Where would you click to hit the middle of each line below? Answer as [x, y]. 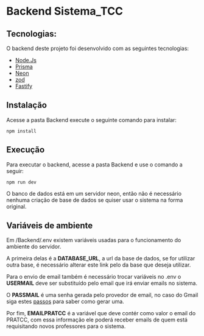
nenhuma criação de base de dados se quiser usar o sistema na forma [95, 200]
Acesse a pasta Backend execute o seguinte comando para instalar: [91, 120]
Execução [26, 150]
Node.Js [26, 60]
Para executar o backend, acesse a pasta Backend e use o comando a [94, 164]
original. [16, 206]
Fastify [23, 86]
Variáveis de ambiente [50, 226]
